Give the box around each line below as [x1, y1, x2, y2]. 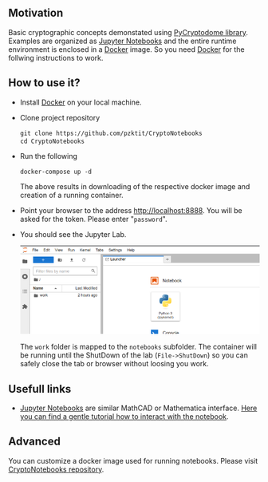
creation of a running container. [19, 190, 124, 200]
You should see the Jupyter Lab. [19, 229, 127, 239]
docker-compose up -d [19, 168, 92, 176]
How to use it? [8, 76, 81, 90]
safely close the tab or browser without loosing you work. [19, 359, 209, 369]
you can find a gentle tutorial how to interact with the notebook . [19, 411, 229, 421]
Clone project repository [19, 113, 100, 122]
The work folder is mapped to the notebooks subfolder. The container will [19, 342, 258, 352]
